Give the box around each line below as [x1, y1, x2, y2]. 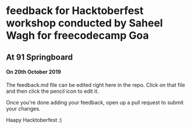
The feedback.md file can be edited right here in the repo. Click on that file [6, 81, 185, 88]
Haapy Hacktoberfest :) [6, 116, 62, 123]
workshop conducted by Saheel [6, 16, 163, 30]
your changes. [6, 105, 41, 112]
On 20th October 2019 [6, 68, 61, 75]
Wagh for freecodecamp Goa [6, 29, 149, 42]
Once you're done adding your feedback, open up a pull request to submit [6, 99, 184, 106]
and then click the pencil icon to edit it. [6, 88, 99, 95]
